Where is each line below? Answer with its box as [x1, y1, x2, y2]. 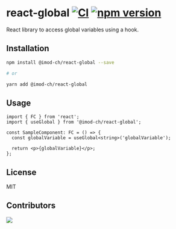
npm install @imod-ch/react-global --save [6, 59, 115, 66]
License [6, 167, 37, 177]
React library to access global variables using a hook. [6, 26, 139, 33]
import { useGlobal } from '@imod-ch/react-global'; [6, 119, 142, 125]
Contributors [6, 201, 56, 211]
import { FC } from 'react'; [6, 114, 80, 120]
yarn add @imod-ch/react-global [6, 81, 87, 87]
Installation [6, 43, 49, 54]
